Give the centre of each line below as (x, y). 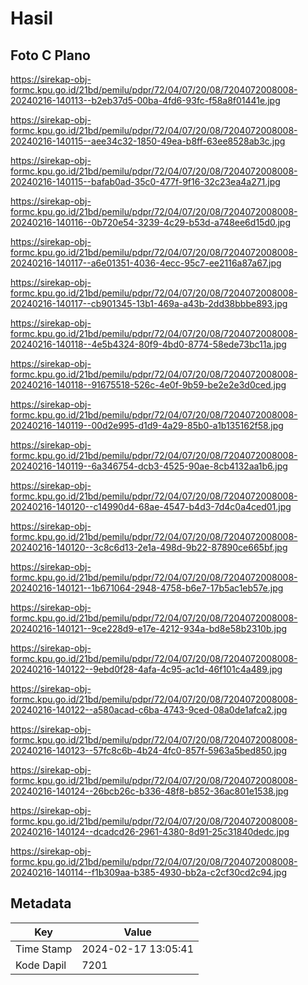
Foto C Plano (50, 55)
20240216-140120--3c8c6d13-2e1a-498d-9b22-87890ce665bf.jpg (149, 547)
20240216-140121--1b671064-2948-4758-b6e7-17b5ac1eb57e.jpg (147, 588)
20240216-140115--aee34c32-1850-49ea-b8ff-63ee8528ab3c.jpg (148, 141)
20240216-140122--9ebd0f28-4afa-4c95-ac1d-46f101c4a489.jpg (146, 669)
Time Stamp (44, 949)
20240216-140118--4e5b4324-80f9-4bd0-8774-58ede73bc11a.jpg (148, 344)
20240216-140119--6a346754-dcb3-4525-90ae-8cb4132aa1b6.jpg (149, 466)
